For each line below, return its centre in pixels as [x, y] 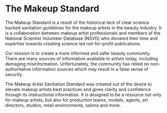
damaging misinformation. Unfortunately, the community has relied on [77, 64]
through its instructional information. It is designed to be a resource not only [83, 95]
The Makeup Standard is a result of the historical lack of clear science [77, 22]
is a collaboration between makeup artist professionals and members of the [83, 33]
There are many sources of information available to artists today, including [82, 58]
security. [14, 74]
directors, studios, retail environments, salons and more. [63, 105]
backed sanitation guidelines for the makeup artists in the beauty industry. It [83, 27]
